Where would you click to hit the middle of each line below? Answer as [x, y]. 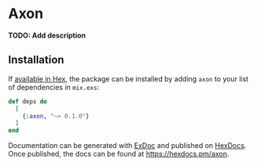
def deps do [28, 101]
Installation [36, 60]
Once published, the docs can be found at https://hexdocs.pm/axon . [119, 154]
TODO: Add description [47, 35]
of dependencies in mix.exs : [54, 87]
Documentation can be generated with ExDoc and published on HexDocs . [127, 146]
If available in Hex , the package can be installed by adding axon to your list [128, 78]
